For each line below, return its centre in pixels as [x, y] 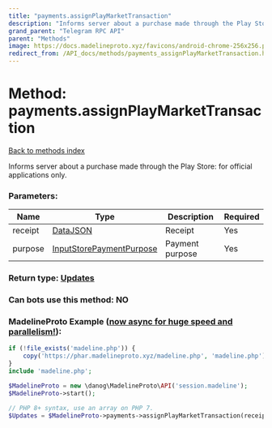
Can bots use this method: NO [69, 300]
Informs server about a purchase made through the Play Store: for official [130, 166]
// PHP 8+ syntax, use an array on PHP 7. [81, 408]
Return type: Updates [51, 278]
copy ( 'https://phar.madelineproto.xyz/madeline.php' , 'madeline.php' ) [144, 356]
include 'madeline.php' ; [50, 371]
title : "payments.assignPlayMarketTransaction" [90, 16]
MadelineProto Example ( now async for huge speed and [121, 321]
